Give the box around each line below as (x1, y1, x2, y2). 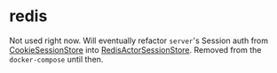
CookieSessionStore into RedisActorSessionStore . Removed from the (9, 44, 262, 55)
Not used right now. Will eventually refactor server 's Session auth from (9, 35, 269, 46)
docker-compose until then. (9, 54, 104, 64)
